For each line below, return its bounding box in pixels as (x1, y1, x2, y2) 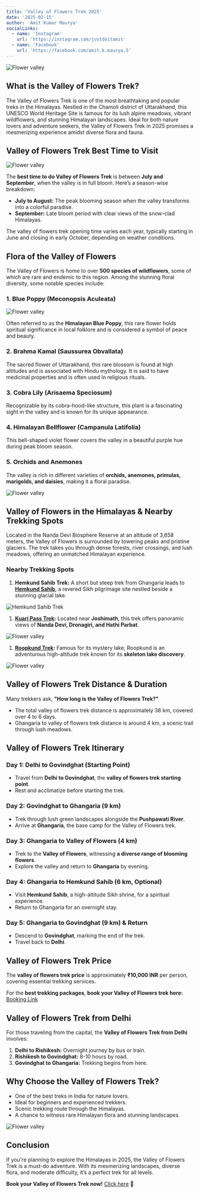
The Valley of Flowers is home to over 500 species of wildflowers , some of (6, 267, 191, 275)
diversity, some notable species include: (6, 280, 105, 287)
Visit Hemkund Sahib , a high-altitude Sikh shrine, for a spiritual (14, 891, 170, 898)
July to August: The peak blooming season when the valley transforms (14, 197, 189, 204)
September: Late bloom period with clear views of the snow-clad (14, 210, 175, 217)
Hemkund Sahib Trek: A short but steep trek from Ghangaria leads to (14, 579, 185, 586)
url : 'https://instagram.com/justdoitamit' (17, 36, 127, 42)
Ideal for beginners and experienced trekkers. (14, 1098, 127, 1105)
